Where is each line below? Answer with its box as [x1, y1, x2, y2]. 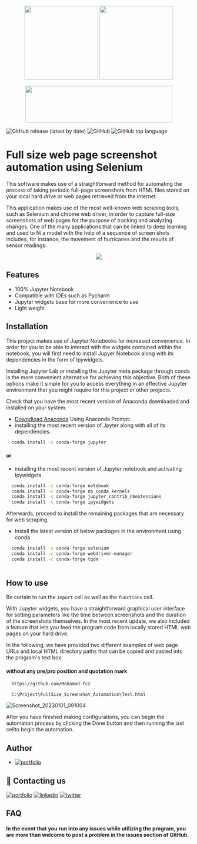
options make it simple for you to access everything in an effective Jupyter [6, 380, 187, 387]
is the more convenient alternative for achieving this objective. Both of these [6, 373, 191, 380]
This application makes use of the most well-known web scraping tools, [6, 204, 180, 211]
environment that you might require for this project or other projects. [6, 386, 172, 393]
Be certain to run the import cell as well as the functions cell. [6, 593, 154, 601]
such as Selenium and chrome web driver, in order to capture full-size [6, 210, 175, 218]
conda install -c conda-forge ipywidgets [11, 499, 115, 505]
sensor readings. [6, 242, 47, 249]
